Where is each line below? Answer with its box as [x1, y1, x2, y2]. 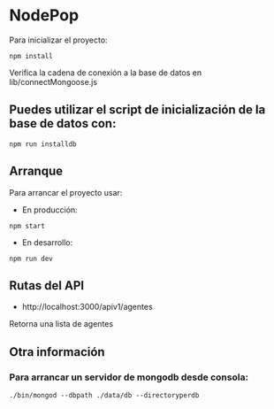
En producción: [21, 204, 78, 215]
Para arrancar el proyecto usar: [9, 187, 123, 197]
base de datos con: [9, 116, 117, 131]
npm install [9, 51, 53, 60]
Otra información [9, 344, 105, 359]
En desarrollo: [21, 236, 73, 248]
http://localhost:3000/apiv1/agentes [21, 302, 153, 313]
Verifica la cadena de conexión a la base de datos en [9, 67, 202, 78]
